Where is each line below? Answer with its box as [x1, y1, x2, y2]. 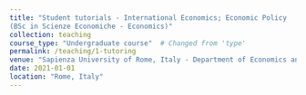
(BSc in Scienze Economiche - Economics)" [9, 22, 173, 31]
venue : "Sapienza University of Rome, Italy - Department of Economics [9, 55, 287, 64]
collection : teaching [9, 30, 92, 39]
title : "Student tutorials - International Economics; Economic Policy [9, 13, 287, 23]
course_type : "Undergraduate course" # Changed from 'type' [9, 38, 247, 48]
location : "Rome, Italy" [9, 72, 104, 81]
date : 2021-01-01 [9, 64, 76, 73]
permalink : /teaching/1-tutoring [9, 47, 137, 56]
